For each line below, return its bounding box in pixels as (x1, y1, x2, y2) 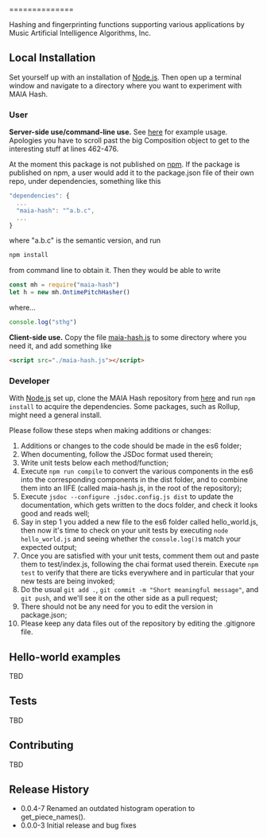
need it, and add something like (9, 341, 112, 350)
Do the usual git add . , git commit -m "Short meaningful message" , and (20, 585, 259, 594)
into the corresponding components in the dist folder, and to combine (20, 475, 249, 485)
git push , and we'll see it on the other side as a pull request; (20, 594, 218, 603)
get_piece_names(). (20, 813, 86, 822)
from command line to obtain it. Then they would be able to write (9, 266, 221, 275)
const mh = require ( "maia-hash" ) (9, 281, 120, 289)
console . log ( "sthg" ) (9, 318, 78, 326)
